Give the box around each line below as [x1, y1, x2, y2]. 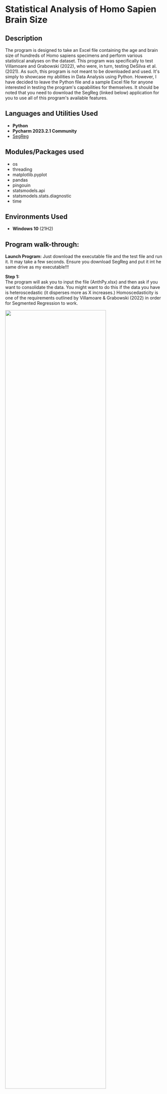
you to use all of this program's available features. [5, 95, 108, 101]
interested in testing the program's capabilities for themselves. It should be [5, 84, 159, 90]
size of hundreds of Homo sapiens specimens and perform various [5, 52, 143, 58]
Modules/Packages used [5, 148, 84, 156]
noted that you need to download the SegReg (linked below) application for [5, 90, 160, 95]
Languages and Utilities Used [5, 109, 98, 118]
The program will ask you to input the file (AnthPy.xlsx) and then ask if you [5, 279, 158, 285]
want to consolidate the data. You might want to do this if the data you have [5, 284, 161, 290]
